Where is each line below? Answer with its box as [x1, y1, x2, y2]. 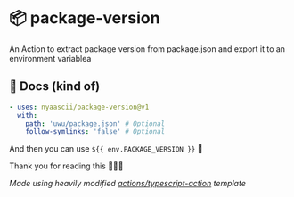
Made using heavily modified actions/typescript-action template [9, 178, 247, 189]
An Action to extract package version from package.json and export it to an [9, 43, 286, 54]
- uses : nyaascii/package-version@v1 [9, 103, 150, 111]
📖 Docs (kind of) [9, 78, 101, 94]
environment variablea [9, 53, 92, 63]
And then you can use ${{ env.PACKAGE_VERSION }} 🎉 [9, 144, 203, 154]
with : [17, 111, 38, 119]
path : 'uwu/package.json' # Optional [25, 119, 166, 128]
